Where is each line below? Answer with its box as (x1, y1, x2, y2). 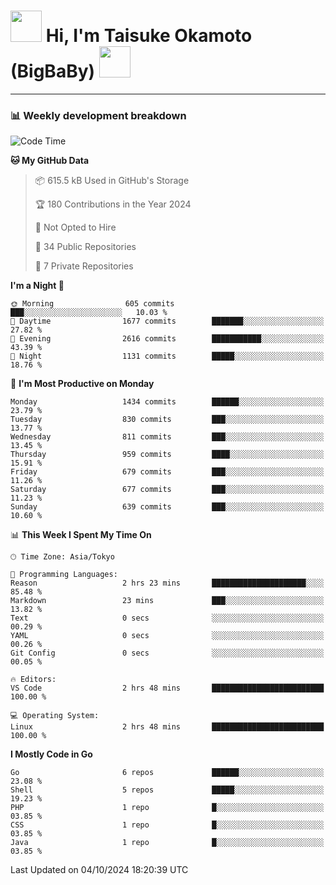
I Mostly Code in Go (10, 748, 93, 760)
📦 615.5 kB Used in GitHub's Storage (34, 175, 190, 187)
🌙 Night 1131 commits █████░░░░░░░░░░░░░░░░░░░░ (10, 351, 325, 362)
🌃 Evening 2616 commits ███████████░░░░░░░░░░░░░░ (10, 334, 325, 344)
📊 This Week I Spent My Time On (10, 529, 152, 541)
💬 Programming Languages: (10, 570, 118, 580)
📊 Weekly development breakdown (10, 108, 187, 122)
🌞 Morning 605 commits (10, 299, 175, 309)
